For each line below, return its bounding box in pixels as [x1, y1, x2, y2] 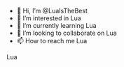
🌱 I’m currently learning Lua [16, 22, 97, 29]
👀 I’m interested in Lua [16, 14, 81, 22]
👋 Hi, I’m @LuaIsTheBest [16, 7, 88, 15]
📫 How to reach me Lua [16, 37, 88, 45]
